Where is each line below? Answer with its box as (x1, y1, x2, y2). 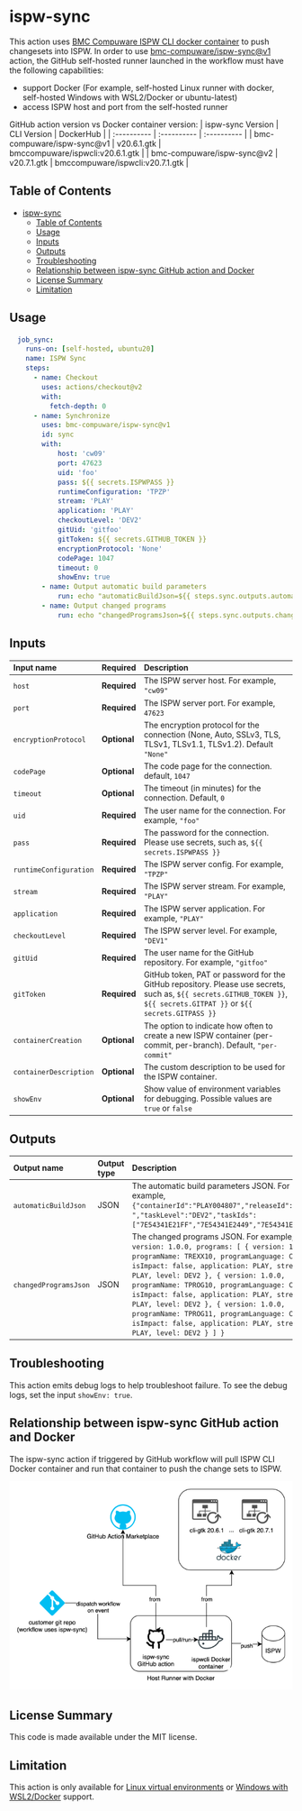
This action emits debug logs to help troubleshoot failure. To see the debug (9, 1379, 288, 1390)
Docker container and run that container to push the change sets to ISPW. (9, 1463, 282, 1474)
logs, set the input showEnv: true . (9, 1389, 133, 1400)
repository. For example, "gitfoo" (143, 957, 268, 968)
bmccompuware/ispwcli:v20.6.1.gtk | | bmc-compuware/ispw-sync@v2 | (9, 147, 279, 159)
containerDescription (13, 1068, 94, 1077)
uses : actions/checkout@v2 (41, 382, 143, 391)
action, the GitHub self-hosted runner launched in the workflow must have (9, 55, 285, 66)
